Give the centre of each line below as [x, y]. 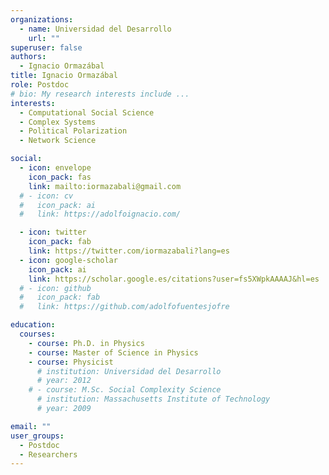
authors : [28, 57]
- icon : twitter [53, 232]
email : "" [31, 426]
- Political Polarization [73, 131]
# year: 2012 [64, 381]
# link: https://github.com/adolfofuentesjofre [124, 307]
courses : [37, 334]
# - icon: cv [46, 196]
